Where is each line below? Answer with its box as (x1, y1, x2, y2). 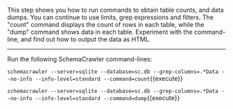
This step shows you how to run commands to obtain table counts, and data (7, 6, 224, 14)
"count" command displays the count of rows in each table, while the (7, 21, 205, 28)
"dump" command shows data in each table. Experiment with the (7, 28, 193, 36)
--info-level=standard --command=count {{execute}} (35, 75, 184, 82)
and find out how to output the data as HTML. (20, 35, 151, 43)
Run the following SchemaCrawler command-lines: (7, 55, 153, 63)
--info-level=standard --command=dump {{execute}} (35, 94, 180, 102)
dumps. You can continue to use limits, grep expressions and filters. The (7, 13, 214, 21)
